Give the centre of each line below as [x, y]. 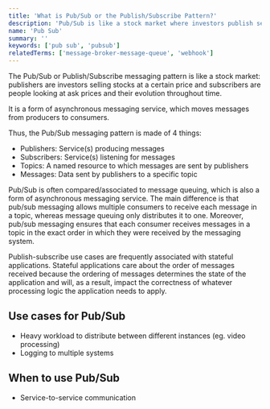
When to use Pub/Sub [64, 378]
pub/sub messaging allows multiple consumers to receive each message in [133, 207]
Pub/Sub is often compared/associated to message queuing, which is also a [134, 190]
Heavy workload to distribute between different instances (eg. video [133, 336]
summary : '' [28, 38]
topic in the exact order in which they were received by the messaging [125, 233]
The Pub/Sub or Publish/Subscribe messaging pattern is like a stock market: [135, 76]
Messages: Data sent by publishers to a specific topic [109, 174]
